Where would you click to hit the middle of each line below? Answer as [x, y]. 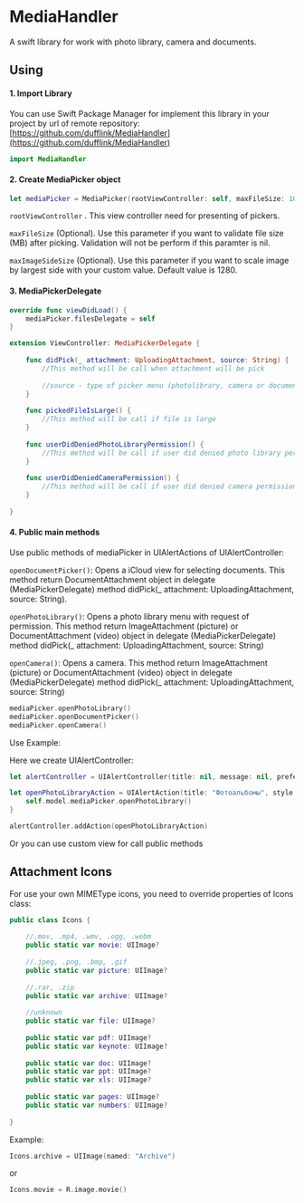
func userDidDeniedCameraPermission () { [103, 478]
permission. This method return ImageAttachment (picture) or [124, 626]
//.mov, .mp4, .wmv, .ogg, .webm [89, 937]
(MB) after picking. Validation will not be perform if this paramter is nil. [140, 243]
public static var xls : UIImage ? [89, 1080]
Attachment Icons [61, 872]
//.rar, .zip [50, 987]
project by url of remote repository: [75, 123]
